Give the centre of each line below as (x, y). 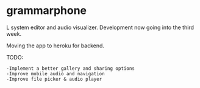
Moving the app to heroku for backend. (55, 46)
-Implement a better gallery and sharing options (71, 68)
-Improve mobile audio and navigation (55, 73)
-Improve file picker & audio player (54, 79)
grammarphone (47, 11)
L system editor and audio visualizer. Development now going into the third (100, 27)
